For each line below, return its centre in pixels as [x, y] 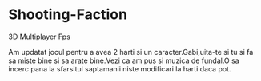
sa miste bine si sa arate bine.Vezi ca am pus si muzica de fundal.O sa [124, 60]
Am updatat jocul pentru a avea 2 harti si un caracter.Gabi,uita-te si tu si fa [131, 52]
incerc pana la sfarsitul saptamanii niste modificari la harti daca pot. [120, 68]
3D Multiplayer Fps [39, 37]
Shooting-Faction [68, 15]
